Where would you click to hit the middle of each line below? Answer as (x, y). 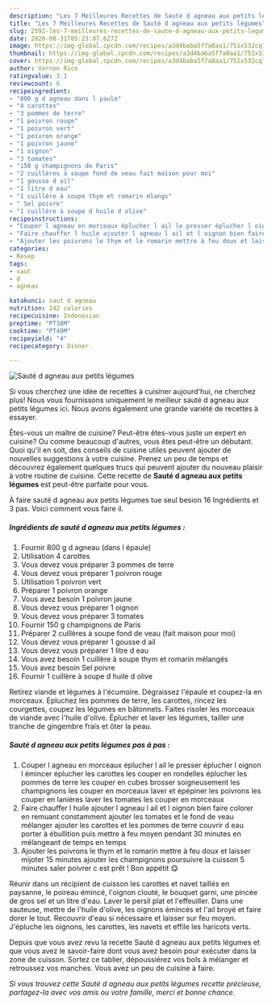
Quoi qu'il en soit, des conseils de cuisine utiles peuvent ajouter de (120, 450)
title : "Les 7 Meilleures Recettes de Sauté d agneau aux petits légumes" (138, 23)
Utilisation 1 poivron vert (61, 582)
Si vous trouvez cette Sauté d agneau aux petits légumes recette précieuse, (135, 984)
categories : (29, 249)
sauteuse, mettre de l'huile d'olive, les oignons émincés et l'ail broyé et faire (135, 910)
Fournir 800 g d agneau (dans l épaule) (86, 548)
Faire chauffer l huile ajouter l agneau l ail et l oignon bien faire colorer (137, 808)
